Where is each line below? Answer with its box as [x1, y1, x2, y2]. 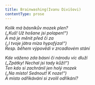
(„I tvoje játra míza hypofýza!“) [5, 40, 67, 46]
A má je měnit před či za [5, 35, 54, 41]
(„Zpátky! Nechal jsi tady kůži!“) [5, 60, 69, 66]
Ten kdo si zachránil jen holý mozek [5, 65, 77, 71]
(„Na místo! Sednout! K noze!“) [5, 70, 67, 76]
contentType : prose [5, 12, 45, 16]
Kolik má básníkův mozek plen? [5, 25, 68, 30]
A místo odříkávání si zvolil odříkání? [5, 75, 79, 81]
